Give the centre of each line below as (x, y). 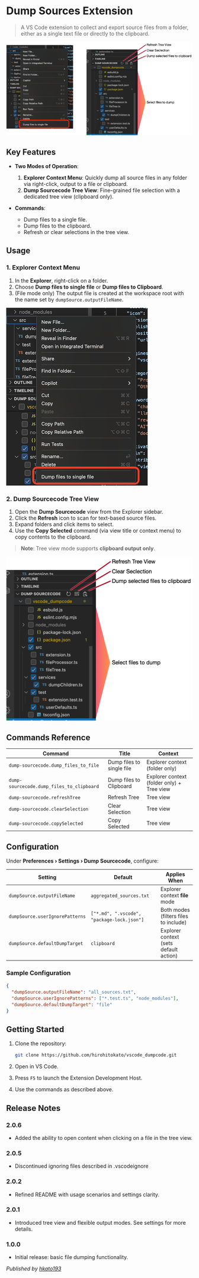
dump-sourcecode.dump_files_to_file (54, 765)
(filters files (174, 916)
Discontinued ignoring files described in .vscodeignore (82, 1166)
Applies (175, 874)
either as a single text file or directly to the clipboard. (85, 33)
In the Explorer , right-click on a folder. (61, 280)
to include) (174, 923)
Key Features (31, 152)
